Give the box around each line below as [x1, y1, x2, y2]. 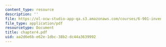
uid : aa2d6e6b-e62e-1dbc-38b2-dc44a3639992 [5, 35, 96, 40]
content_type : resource [5, 7, 54, 12]
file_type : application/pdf [5, 21, 63, 26]
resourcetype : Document [5, 25, 54, 30]
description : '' [5, 12, 39, 17]
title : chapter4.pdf [5, 30, 48, 35]
